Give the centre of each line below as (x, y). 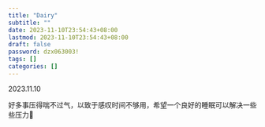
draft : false (30, 45)
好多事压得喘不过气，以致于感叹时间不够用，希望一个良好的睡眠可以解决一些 (132, 105)
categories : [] (33, 67)
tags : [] (22, 60)
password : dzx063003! (44, 52)
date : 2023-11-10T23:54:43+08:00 (63, 30)
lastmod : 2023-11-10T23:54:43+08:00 (68, 37)
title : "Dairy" (33, 15)
